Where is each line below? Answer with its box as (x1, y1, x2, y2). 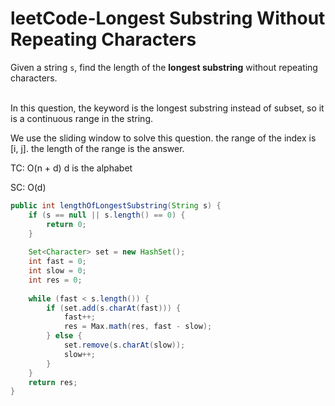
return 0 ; (46, 219, 87, 229)
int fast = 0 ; (28, 257, 87, 267)
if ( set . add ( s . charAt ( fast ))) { (46, 303, 182, 313)
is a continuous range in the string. (10, 112, 154, 124)
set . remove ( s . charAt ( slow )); (63, 340, 186, 351)
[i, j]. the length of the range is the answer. (10, 142, 185, 154)
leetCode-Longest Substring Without (10, 7, 326, 30)
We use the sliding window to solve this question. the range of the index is (10, 132, 317, 144)
